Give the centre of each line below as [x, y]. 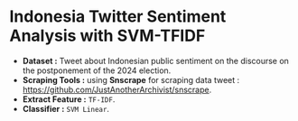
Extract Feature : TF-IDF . [69, 99]
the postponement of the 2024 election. [97, 70]
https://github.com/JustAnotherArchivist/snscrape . [117, 89]
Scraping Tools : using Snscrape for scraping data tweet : [131, 79]
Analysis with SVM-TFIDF [107, 36]
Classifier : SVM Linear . [66, 108]
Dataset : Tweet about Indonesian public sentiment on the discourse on [155, 60]
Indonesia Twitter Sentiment [118, 17]
